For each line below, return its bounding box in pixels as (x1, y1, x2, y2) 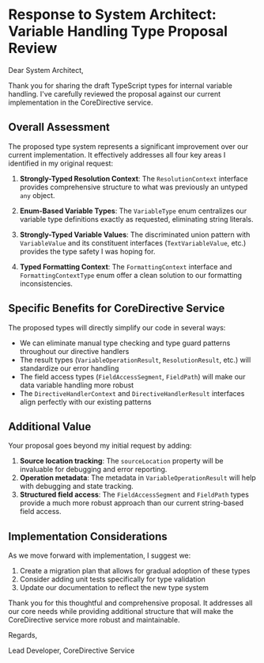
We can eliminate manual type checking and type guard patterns (19, 338, 231, 348)
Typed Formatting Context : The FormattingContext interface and (19, 261, 232, 271)
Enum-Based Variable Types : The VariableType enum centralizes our (19, 206, 247, 215)
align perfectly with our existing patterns (19, 397, 152, 406)
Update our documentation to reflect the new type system (19, 583, 209, 593)
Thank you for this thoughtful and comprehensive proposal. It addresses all (8, 598, 253, 608)
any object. (19, 190, 55, 200)
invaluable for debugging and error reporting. (19, 465, 168, 474)
